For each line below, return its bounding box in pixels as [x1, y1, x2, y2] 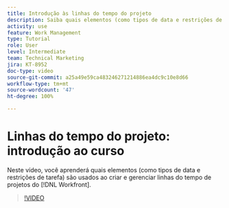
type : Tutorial [7, 36, 51, 43]
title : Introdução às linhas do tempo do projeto [7, 10, 152, 17]
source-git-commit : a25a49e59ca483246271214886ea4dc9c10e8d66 [7, 73, 189, 81]
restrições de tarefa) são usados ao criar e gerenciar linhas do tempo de [7, 173, 212, 181]
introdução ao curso [7, 143, 125, 159]
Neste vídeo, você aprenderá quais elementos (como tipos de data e [7, 165, 201, 174]
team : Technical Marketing [7, 55, 84, 62]
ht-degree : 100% [7, 93, 53, 100]
